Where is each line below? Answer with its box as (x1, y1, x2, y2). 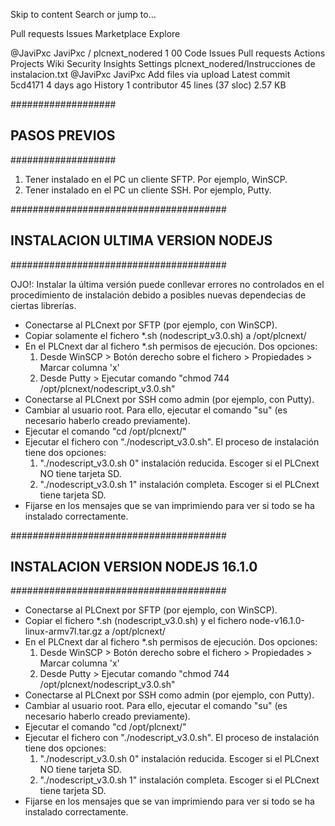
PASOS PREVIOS (10, 127, 116, 144)
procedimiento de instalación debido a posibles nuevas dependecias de (10, 289, 307, 301)
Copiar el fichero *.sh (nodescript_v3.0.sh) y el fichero (24, 615, 248, 627)
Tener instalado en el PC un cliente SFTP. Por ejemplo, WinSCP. (24, 173, 288, 185)
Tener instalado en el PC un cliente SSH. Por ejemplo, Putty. (24, 184, 272, 196)
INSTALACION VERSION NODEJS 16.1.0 (10, 559, 258, 576)
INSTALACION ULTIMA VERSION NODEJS (10, 232, 273, 249)
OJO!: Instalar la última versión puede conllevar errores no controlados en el (10, 278, 325, 290)
